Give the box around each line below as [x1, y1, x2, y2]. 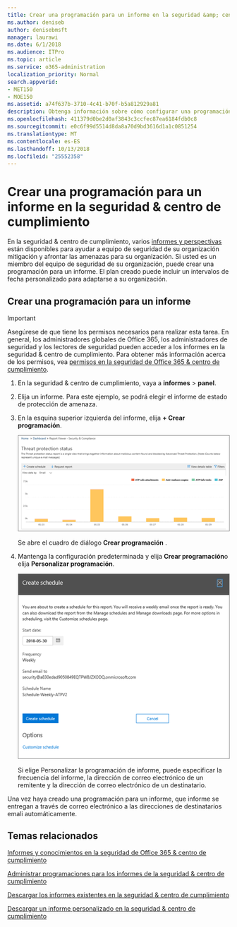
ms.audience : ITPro [7, 49, 65, 56]
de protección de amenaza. [17, 400, 97, 408]
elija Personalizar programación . [17, 559, 115, 568]
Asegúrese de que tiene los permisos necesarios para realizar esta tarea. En [7, 328, 229, 336]
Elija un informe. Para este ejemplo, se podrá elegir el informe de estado [17, 392, 228, 401]
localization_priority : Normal [7, 71, 99, 78]
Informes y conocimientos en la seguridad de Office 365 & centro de [7, 849, 207, 857]
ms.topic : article [7, 56, 61, 63]
